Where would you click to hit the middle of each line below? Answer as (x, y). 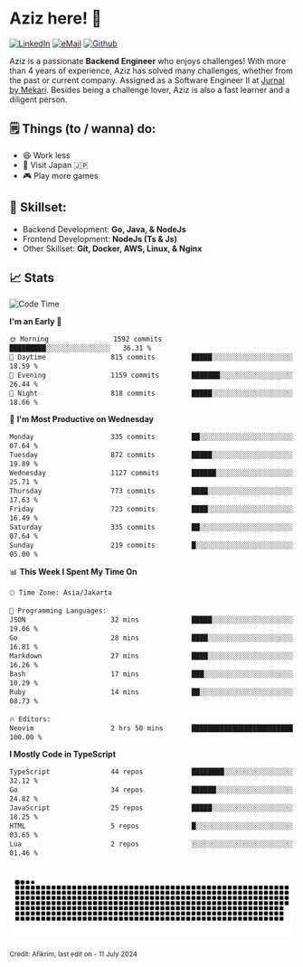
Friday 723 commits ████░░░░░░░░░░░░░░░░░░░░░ (151, 510)
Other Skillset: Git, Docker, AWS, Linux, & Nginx (112, 249)
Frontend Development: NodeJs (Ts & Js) (100, 239)
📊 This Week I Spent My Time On (73, 572)
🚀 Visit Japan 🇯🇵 (55, 164)
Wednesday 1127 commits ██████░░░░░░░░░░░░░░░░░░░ (151, 474)
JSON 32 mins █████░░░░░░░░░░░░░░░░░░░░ (151, 620)
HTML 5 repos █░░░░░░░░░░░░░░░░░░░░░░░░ (151, 826)
